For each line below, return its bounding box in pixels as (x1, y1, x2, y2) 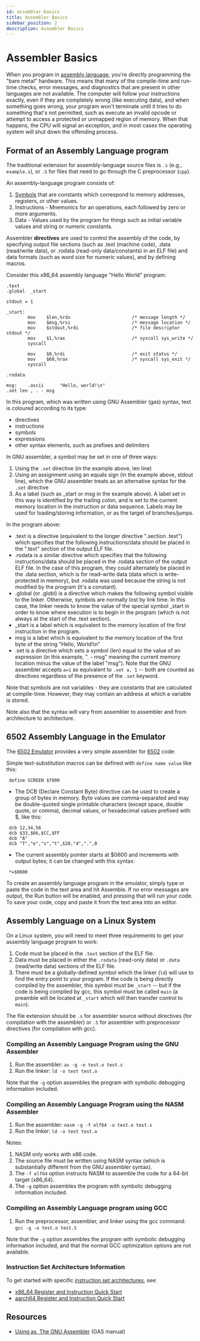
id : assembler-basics (6, 8, 60, 15)
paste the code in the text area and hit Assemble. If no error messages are (6, 886, 189, 893)
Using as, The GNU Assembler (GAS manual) (14, 1328, 125, 1335)
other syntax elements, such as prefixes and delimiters (14, 442, 150, 449)
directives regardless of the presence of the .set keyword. (14, 673, 159, 679)
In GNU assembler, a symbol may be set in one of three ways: (6, 453, 158, 460)
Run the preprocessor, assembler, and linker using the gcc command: (14, 1217, 186, 1224)
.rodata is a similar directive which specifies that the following (14, 552, 167, 558)
